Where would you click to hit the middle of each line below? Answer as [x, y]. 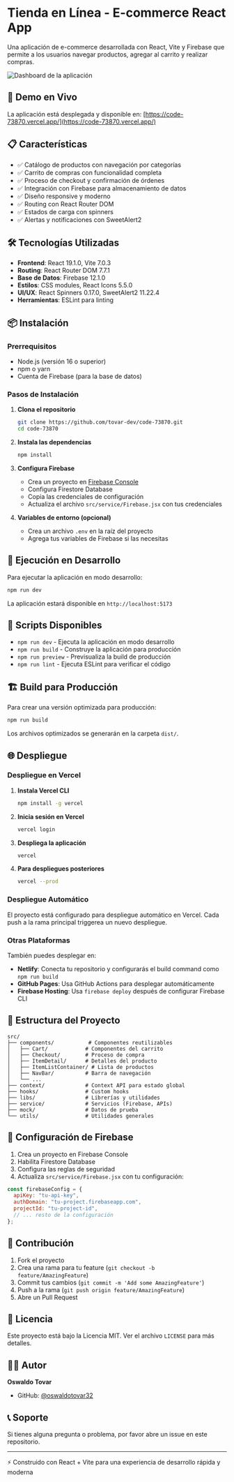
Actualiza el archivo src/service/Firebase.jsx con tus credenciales [125, 504]
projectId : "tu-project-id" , [56, 1208]
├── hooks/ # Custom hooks [68, 1091]
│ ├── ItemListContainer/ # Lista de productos [81, 1067]
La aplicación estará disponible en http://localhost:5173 [90, 603]
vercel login [36, 829]
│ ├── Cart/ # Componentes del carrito [85, 1049]
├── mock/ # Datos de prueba [73, 1110]
